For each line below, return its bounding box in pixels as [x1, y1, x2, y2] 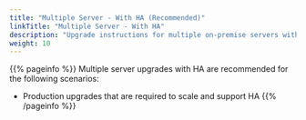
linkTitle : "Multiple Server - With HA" [9, 22, 166, 31]
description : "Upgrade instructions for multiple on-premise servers [9, 30, 280, 39]
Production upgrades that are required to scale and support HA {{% [22, 91, 277, 102]
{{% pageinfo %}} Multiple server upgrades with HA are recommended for [9, 64, 289, 75]
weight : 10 [9, 38, 51, 48]
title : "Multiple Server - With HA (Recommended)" [9, 13, 206, 23]
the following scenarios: [9, 74, 99, 85]
